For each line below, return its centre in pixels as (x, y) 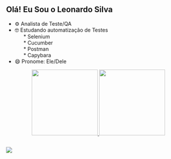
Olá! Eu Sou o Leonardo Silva (59, 10)
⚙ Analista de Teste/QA (43, 23)
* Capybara (37, 55)
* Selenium (37, 36)
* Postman (36, 49)
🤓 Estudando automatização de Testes (61, 30)
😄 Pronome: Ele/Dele (40, 61)
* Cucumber (38, 43)
